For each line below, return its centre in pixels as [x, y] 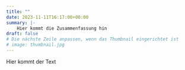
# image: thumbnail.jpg [36, 45]
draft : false [22, 34]
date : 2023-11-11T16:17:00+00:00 [47, 17]
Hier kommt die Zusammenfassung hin [62, 28]
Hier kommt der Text [31, 61]
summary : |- [21, 23]
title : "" [18, 12]
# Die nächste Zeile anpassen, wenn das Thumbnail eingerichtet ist [92, 39]
